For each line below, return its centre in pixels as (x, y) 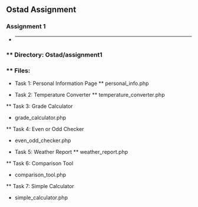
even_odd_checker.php (43, 140)
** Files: (18, 70)
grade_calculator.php (40, 117)
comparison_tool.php (40, 175)
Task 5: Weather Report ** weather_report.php (71, 152)
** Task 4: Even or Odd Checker (45, 129)
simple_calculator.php (41, 198)
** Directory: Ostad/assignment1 (54, 54)
